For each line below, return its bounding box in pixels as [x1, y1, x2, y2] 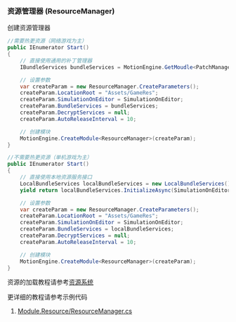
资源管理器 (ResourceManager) [7, 6, 115, 15]
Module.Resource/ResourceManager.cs [17, 307, 132, 316]
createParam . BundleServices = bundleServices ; [20, 103, 159, 110]
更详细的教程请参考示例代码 [7, 293, 88, 302]
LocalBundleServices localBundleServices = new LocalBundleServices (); [20, 180, 234, 187]
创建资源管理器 [7, 23, 51, 32]
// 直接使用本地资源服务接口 [20, 174, 93, 181]
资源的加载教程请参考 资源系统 [7, 278, 93, 286]
